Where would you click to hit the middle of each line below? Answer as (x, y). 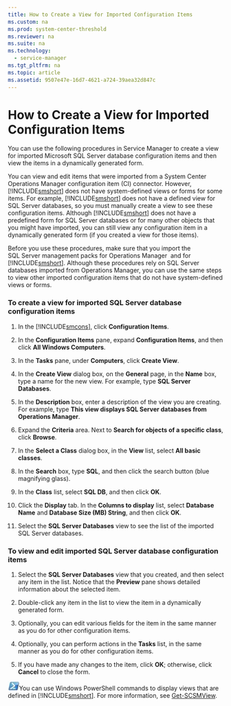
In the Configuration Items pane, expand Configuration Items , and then (120, 340)
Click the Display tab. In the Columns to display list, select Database (116, 505)
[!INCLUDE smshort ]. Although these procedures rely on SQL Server (104, 263)
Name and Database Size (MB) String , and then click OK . (99, 512)
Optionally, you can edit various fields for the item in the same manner (117, 623)
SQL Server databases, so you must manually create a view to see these (110, 206)
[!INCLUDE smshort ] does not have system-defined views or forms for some (115, 191)
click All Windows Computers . (62, 347)
